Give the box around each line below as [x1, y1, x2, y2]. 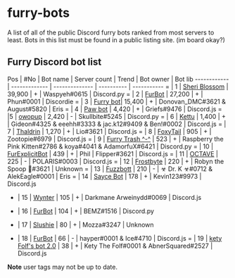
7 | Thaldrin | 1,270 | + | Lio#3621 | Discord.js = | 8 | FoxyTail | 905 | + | [7, 127, 212, 135]
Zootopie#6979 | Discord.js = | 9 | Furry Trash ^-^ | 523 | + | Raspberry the [7, 134, 224, 143]
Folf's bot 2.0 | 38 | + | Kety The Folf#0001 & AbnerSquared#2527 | [17, 241, 213, 250]
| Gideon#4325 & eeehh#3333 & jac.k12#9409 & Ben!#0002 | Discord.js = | [7, 120, 227, 128]
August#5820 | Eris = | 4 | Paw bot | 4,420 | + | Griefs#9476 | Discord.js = [7, 104, 223, 113]
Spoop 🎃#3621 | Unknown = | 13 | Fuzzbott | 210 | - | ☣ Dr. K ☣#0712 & [7, 164, 213, 173]
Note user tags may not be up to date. [7, 263, 118, 271]
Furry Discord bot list [7, 56, 102, 68]
